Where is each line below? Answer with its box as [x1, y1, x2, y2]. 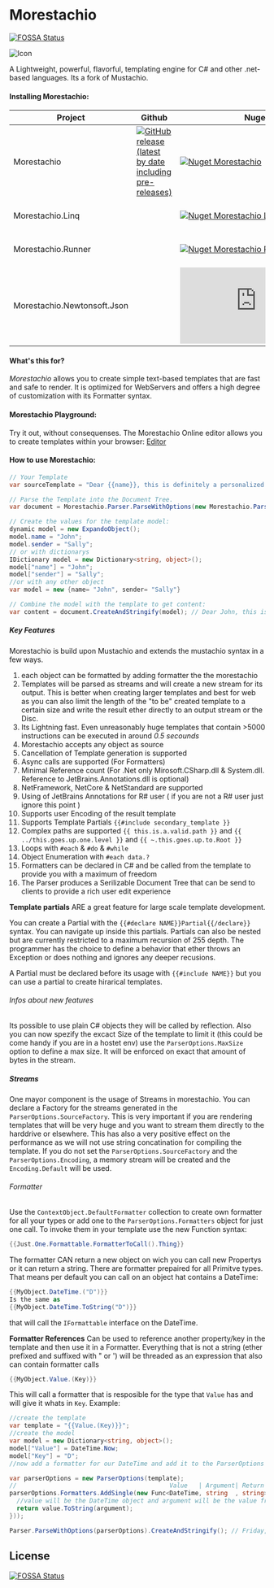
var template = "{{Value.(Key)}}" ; [9, 1421, 130, 1430]
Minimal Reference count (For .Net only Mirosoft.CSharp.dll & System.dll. [20, 765, 265, 775]
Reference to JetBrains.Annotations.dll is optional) [20, 774, 189, 784]
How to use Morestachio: [9, 455, 96, 465]
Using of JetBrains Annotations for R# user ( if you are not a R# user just [20, 791, 263, 801]
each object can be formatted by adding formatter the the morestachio [20, 670, 259, 680]
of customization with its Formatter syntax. [9, 391, 153, 401]
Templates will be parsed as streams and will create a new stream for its [20, 679, 263, 689]
